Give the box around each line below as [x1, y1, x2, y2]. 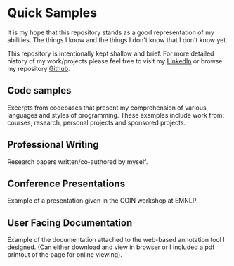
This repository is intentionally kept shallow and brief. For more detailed [7, 49, 214, 58]
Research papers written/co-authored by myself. [7, 157, 148, 166]
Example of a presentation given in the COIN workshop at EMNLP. [7, 196, 198, 205]
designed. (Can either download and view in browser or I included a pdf [7, 243, 215, 251]
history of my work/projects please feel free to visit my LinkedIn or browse [7, 56, 223, 65]
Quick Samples [7, 5, 97, 21]
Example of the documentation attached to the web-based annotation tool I [7, 236, 225, 244]
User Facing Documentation [7, 217, 133, 229]
